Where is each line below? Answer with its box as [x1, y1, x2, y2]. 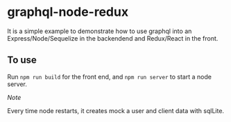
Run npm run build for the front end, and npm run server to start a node [7, 72, 212, 81]
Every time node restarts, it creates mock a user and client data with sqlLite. [7, 106, 224, 114]
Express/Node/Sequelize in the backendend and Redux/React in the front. [7, 34, 219, 42]
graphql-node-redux [7, 4, 129, 20]
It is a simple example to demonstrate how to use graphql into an [7, 27, 192, 35]
